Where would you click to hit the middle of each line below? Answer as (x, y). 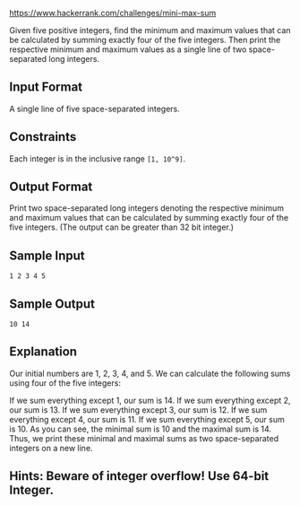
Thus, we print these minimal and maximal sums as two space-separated (144, 438)
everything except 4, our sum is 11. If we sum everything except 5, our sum (147, 419)
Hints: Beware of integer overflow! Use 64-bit (139, 476)
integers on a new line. (51, 448)
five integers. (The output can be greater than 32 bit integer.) (122, 227)
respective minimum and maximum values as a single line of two (128, 49)
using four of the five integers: (65, 383)
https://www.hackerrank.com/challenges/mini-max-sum (113, 13)
